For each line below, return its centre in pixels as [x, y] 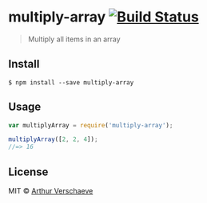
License [28, 172]
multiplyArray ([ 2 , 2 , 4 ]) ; [53, 139]
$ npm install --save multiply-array [71, 82]
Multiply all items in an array [74, 39]
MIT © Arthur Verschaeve [51, 191]
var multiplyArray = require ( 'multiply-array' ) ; [91, 125]
